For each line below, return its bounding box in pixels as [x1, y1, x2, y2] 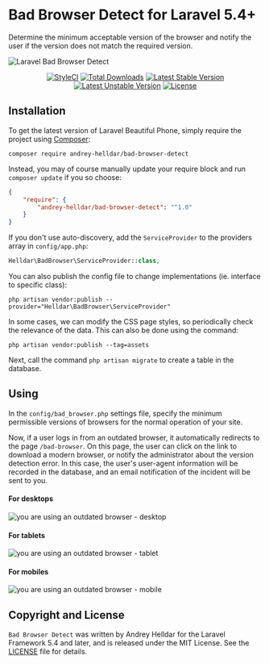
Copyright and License [8, 608, 125, 622]
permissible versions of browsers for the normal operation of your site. [8, 417, 243, 427]
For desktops [8, 494, 54, 503]
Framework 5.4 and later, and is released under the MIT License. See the [8, 638, 250, 648]
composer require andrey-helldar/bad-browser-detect [8, 149, 189, 158]
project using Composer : [8, 134, 91, 144]
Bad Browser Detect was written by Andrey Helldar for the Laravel [8, 629, 226, 639]
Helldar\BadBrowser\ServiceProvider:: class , [8, 257, 160, 265]
